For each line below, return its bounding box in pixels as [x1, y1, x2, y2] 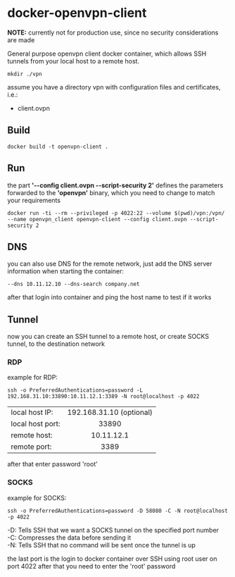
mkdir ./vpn [7, 70, 42, 77]
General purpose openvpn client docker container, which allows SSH [7, 49, 207, 58]
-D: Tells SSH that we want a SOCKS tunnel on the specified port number [7, 526, 220, 534]
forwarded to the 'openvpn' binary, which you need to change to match [7, 188, 215, 197]
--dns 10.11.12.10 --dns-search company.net [7, 280, 140, 288]
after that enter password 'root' [7, 460, 99, 469]
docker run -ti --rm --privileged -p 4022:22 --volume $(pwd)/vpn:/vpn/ [7, 209, 225, 216]
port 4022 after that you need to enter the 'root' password [7, 562, 176, 570]
